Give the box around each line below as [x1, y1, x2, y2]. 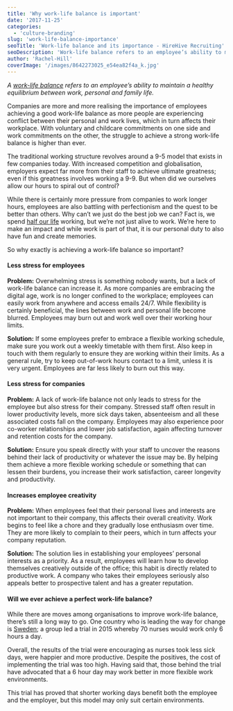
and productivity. [7, 475, 55, 483]
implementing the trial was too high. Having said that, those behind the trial [7, 660, 222, 669]
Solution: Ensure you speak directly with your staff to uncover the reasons [7, 446, 221, 454]
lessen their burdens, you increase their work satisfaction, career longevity [7, 468, 221, 476]
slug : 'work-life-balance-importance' [7, 36, 119, 43]
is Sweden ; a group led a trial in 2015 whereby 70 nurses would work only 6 [7, 625, 223, 633]
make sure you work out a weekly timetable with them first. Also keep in [7, 342, 213, 350]
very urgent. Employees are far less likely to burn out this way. [7, 364, 185, 372]
